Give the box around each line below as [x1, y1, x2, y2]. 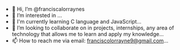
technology [11, 31, 40, 38]
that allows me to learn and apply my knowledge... [40, 31, 165, 38]
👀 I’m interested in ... [11, 12, 62, 19]
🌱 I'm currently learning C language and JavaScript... [11, 18, 141, 25]
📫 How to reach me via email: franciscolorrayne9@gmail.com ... [11, 37, 169, 44]
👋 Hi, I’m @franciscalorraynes [11, 6, 85, 12]
